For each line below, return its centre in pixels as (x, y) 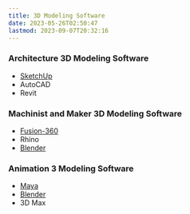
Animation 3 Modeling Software (71, 168)
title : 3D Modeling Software (57, 16)
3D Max (33, 203)
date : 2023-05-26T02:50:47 (53, 23)
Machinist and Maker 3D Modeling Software (95, 113)
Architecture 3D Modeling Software (79, 58)
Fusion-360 (39, 131)
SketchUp (36, 76)
